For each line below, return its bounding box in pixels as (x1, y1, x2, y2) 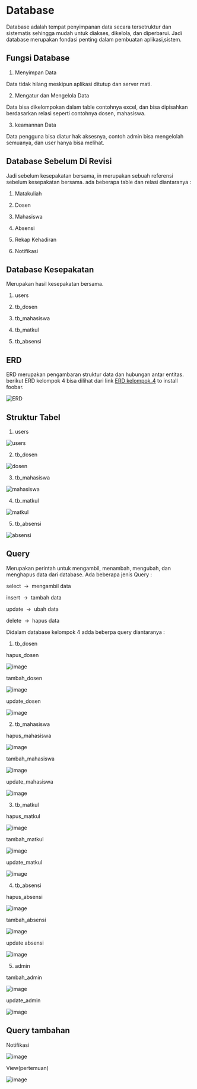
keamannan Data (14, 121, 56, 128)
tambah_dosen (6, 674, 43, 681)
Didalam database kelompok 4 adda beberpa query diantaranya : (6, 628, 165, 636)
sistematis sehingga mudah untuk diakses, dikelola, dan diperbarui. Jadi (6, 29, 182, 36)
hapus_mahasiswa (6, 732, 52, 739)
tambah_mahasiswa (6, 755, 55, 762)
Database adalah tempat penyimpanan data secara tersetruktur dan (6, 23, 171, 30)
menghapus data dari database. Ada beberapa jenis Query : (6, 571, 152, 578)
